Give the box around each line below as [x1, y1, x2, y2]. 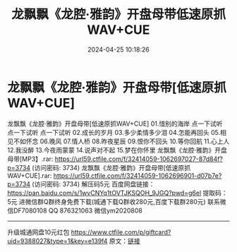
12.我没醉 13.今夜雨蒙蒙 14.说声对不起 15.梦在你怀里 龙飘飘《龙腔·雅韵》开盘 [7, 145, 228, 154]
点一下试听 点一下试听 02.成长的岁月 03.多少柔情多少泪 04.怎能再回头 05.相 [7, 128, 227, 136]
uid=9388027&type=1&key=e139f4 [7, 236, 108, 245]
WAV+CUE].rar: [7, 171, 52, 180]
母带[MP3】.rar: [7, 155, 54, 163]
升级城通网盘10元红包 [7, 227, 70, 236]
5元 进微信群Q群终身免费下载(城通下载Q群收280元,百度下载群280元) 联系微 [7, 197, 226, 205]
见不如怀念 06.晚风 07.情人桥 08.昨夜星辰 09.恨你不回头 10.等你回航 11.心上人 [7, 137, 230, 145]
